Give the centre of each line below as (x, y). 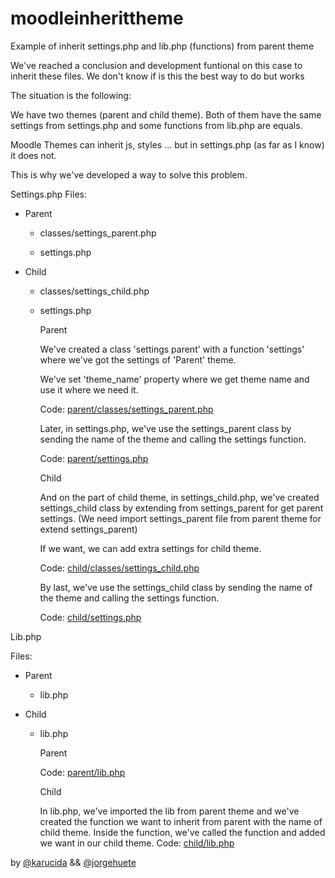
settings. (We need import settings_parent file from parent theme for (180, 518)
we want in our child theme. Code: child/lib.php (137, 843)
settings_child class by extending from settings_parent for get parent (181, 508)
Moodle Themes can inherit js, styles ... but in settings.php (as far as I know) (167, 144)
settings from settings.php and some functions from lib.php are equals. (156, 125)
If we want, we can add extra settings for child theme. (150, 548)
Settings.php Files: (48, 194)
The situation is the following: (71, 95)
